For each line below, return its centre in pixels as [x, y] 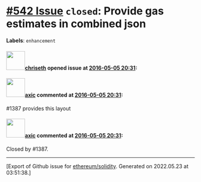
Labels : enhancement [31, 40]
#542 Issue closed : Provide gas [85, 11]
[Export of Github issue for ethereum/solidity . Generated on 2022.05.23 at [98, 166]
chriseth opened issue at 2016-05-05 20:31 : [81, 68]
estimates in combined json [76, 24]
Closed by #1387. [28, 149]
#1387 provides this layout [39, 108]
